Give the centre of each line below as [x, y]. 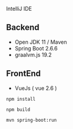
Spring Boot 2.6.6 [36, 48]
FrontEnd [23, 73]
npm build [18, 109]
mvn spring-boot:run [32, 120]
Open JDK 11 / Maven [41, 42]
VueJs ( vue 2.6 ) [36, 88]
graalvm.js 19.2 [33, 55]
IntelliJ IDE [19, 9]
